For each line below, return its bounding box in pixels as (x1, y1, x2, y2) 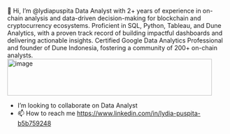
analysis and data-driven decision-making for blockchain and (24, 14, 201, 22)
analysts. (7, 51, 34, 59)
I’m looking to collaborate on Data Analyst (17, 101, 138, 110)
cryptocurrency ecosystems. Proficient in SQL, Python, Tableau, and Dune (7, 22, 222, 29)
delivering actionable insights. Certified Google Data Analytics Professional (7, 36, 224, 45)
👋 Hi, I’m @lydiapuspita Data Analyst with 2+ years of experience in (7, 7, 201, 15)
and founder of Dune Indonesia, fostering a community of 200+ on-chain (7, 44, 218, 52)
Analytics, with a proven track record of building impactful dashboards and (7, 29, 223, 37)
